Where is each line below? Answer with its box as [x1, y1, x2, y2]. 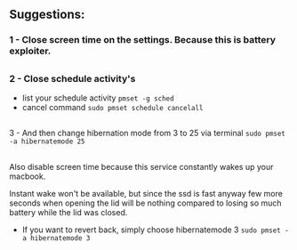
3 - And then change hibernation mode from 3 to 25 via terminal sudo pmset [9, 128, 286, 139]
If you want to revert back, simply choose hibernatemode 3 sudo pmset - [21, 224, 289, 235]
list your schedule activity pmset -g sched [21, 93, 175, 103]
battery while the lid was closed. [9, 206, 128, 217]
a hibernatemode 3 [21, 233, 91, 243]
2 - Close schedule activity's [9, 72, 136, 85]
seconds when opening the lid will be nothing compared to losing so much [9, 198, 282, 208]
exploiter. [9, 44, 52, 57]
